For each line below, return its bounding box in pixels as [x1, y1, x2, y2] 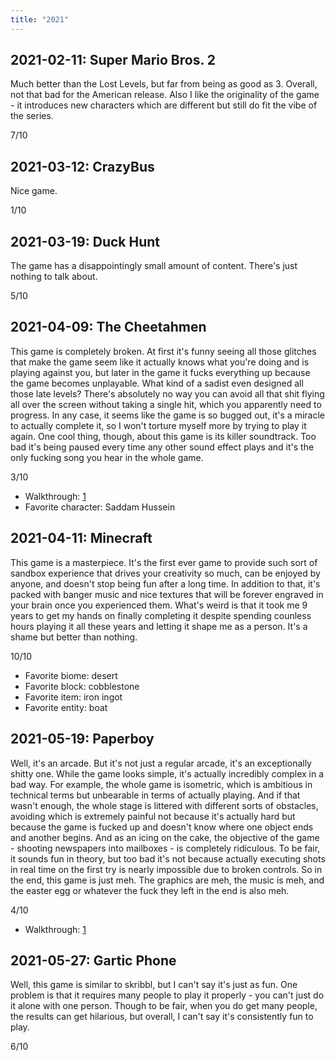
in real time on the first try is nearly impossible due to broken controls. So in [10, 863, 323, 875]
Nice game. [10, 185, 58, 197]
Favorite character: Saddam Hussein [24, 501, 176, 513]
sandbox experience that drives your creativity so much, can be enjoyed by [10, 567, 321, 579]
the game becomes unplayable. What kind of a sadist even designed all [10, 377, 304, 389]
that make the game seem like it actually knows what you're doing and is [10, 356, 310, 368]
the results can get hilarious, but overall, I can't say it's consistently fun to [10, 1011, 314, 1023]
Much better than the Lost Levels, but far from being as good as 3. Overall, [10, 78, 318, 90]
